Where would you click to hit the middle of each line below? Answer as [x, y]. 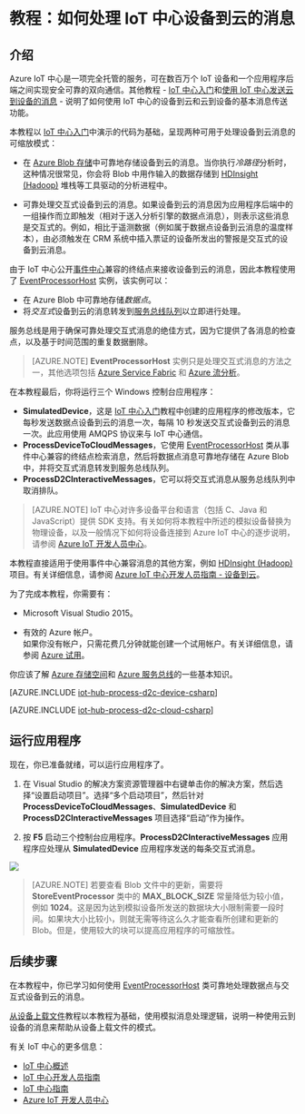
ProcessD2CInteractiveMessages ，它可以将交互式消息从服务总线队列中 [159, 479]
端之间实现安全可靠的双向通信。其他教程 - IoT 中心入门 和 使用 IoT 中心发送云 [152, 90]
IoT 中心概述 [45, 1065]
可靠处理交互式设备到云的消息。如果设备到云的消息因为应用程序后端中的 [157, 204]
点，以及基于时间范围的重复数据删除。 [81, 342]
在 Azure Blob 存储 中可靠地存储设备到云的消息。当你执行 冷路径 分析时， [157, 163]
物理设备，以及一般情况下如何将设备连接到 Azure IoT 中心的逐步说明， [163, 532]
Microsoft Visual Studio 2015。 [80, 613]
